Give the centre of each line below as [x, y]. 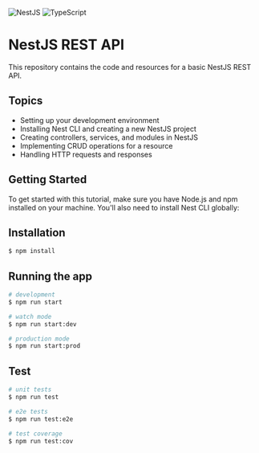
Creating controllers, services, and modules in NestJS [109, 137]
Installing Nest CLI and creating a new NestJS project [108, 129]
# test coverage [35, 434]
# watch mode [30, 316]
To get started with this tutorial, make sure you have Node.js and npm [123, 199]
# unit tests [30, 390]
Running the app [50, 276]
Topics [26, 101]
